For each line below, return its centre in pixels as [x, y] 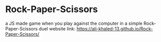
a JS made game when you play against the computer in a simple [74, 23]
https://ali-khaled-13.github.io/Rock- [115, 28]
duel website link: [57, 28]
